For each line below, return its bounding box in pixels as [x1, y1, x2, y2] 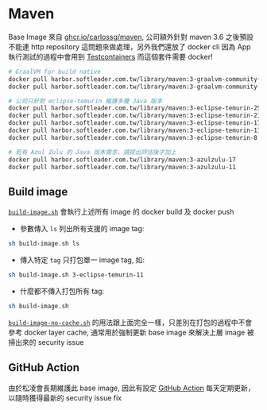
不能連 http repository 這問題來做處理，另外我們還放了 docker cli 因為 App [8, 41, 252, 52]
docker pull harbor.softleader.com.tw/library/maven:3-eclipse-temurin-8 [8, 133, 258, 141]
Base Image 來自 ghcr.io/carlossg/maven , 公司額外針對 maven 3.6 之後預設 [8, 32, 254, 41]
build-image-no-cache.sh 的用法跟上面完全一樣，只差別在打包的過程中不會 [8, 317, 253, 327]
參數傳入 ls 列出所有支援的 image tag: [19, 224, 145, 234]
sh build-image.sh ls [8, 240, 80, 248]
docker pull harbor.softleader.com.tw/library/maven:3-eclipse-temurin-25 [8, 104, 261, 112]
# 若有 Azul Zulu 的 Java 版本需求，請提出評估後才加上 [8, 148, 177, 156]
